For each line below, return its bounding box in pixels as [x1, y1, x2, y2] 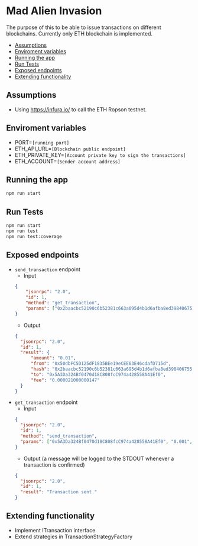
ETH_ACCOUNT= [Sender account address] [14, 158, 121, 165]
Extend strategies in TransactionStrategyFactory [14, 533, 133, 540]
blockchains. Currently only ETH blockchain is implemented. [6, 30, 152, 37]
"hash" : [30, 366, 50, 372]
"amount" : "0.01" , [30, 355, 76, 361]
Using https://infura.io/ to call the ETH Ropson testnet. [14, 105, 147, 113]
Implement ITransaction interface [14, 526, 96, 534]
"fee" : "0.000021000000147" [30, 377, 100, 383]
